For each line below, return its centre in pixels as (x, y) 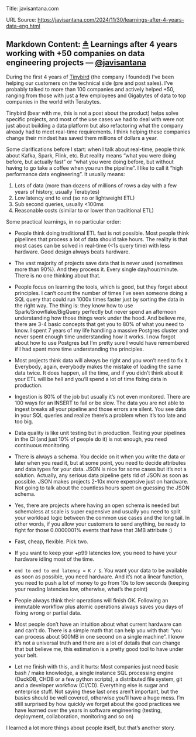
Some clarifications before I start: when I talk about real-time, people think (96, 149)
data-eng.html (23, 26)
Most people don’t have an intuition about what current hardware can (98, 624)
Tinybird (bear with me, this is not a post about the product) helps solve (92, 113)
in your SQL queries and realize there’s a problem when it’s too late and (100, 415)
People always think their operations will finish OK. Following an (91, 600)
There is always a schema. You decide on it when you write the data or (100, 457)
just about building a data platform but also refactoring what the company (95, 125)
